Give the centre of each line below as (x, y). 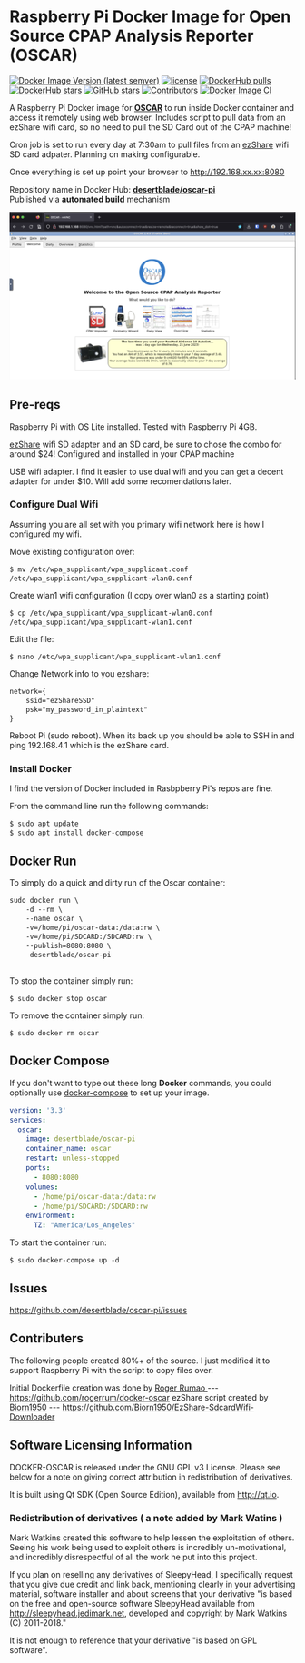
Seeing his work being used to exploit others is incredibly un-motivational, (148, 1547)
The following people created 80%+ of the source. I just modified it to (140, 1361)
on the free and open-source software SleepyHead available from (133, 1603)
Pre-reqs (35, 405)
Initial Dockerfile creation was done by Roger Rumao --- (114, 1388)
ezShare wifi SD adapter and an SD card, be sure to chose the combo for (146, 444)
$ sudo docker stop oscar (58, 998)
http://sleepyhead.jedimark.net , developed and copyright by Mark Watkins (148, 1613)
